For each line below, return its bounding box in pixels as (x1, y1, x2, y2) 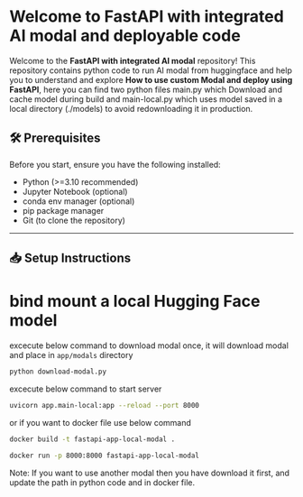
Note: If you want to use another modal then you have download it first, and (9, 467, 290, 478)
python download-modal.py (9, 367, 106, 376)
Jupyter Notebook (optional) (22, 186, 128, 197)
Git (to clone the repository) (22, 215, 126, 225)
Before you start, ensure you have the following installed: (9, 159, 221, 170)
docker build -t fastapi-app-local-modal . (9, 435, 176, 444)
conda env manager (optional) (22, 196, 135, 207)
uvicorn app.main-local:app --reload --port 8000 (9, 400, 200, 410)
